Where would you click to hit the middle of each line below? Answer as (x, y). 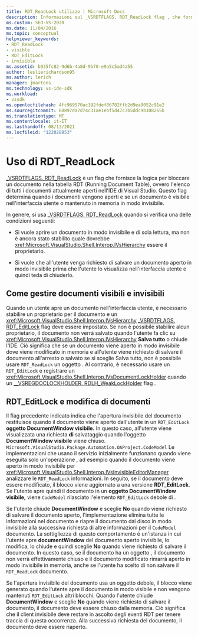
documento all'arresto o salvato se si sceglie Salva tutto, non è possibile (94, 358)
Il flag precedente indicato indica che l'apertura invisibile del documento (94, 416)
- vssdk (16, 99)
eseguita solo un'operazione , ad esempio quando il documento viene (91, 460)
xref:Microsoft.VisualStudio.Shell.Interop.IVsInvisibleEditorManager (88, 472)
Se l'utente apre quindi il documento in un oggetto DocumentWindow (91, 491)
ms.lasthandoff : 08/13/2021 (41, 127)
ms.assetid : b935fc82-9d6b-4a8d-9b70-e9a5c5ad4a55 (70, 66)
